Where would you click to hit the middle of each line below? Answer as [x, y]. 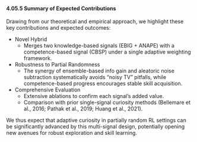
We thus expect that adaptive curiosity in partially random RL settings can [96, 120]
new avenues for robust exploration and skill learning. [72, 133]
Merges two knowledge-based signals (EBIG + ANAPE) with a [99, 46]
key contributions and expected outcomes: [58, 28]
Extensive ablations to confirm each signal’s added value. [94, 96]
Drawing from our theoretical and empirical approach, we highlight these [95, 21]
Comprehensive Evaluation [47, 90]
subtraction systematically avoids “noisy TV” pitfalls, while [95, 77]
